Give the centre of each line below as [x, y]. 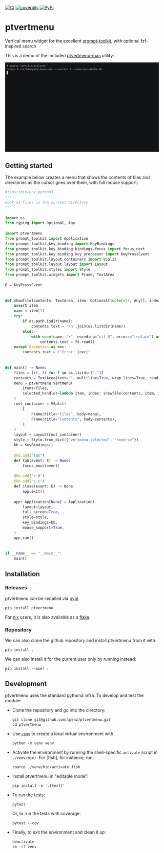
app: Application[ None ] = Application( [54, 502]
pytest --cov [25, 823]
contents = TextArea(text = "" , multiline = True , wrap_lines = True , [81, 378]
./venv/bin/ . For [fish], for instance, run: [53, 757]
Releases [16, 588]
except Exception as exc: [40, 347]
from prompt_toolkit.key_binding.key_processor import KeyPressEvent [77, 254]
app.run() [24, 538]
